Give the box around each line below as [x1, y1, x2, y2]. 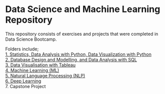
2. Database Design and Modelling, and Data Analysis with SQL [5, 56, 137, 62]
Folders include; [5, 46, 39, 52]
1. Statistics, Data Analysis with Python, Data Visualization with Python [5, 51, 152, 57]
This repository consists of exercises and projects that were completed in [5, 31, 158, 37]
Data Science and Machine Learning [5, 4, 160, 15]
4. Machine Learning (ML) [5, 67, 59, 73]
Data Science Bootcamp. [5, 36, 57, 42]
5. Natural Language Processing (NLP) [5, 72, 86, 78]
